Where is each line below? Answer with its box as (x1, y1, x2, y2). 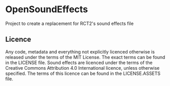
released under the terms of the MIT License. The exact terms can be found (5, 54, 165, 60)
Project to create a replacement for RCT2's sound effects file (5, 20, 134, 26)
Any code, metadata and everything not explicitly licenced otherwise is (5, 48, 155, 54)
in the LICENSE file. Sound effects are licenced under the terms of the (5, 60, 153, 66)
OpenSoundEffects (5, 4, 88, 15)
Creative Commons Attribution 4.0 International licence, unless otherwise (5, 65, 160, 71)
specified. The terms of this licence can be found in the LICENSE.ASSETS (5, 70, 161, 76)
